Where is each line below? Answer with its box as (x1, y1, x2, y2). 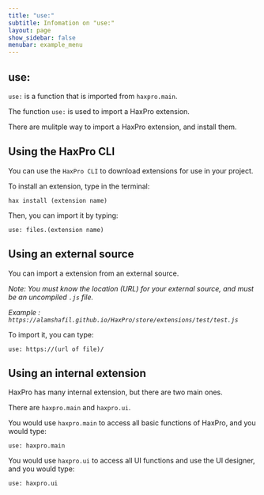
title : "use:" (8, 11, 55, 20)
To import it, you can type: (8, 329, 94, 339)
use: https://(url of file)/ (8, 345, 104, 353)
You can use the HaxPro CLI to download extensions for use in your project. (8, 166, 254, 175)
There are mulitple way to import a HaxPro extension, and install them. (8, 122, 237, 131)
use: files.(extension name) (8, 226, 104, 234)
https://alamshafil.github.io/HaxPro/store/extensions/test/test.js (8, 316, 239, 324)
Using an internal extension (8, 366, 146, 380)
